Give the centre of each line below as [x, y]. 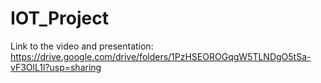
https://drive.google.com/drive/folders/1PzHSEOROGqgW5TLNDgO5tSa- [161, 56]
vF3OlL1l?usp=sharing [56, 67]
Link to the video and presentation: [82, 46]
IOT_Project [59, 18]
